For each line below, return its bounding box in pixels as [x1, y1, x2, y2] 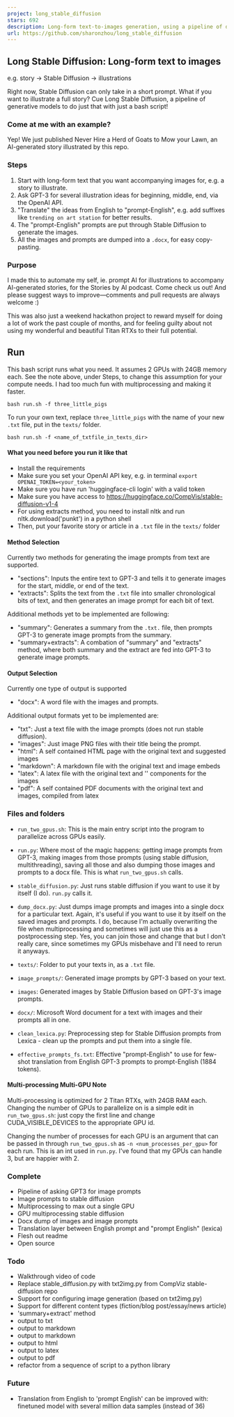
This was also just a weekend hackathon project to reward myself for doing [7, 311, 223, 320]
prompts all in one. [17, 1015, 71, 1024]
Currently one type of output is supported [7, 684, 127, 693]
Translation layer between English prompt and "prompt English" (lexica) [17, 1224, 223, 1233]
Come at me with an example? [7, 119, 111, 129]
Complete [7, 1171, 42, 1181]
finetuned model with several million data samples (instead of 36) [17, 1402, 205, 1410]
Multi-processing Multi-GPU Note [7, 1081, 107, 1089]
